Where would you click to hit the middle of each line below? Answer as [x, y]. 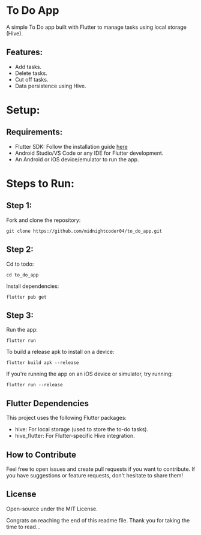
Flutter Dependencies [47, 403]
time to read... [23, 527]
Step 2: [20, 250]
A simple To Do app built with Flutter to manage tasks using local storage [97, 27]
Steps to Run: [40, 183]
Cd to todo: [20, 264]
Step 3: [20, 315]
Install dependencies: [33, 286]
